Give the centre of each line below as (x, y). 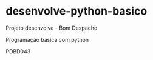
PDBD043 (18, 51)
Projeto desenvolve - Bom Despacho (52, 28)
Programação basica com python (47, 39)
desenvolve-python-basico (76, 11)
